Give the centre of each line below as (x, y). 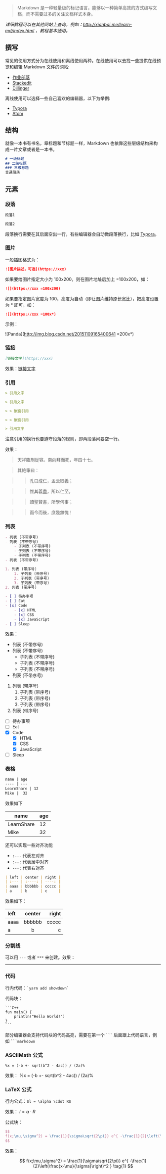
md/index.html (20, 31)
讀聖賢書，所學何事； (51, 502)
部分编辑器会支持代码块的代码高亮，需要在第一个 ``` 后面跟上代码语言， (79, 1035)
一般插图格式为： (22, 260)
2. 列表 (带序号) (21, 587)
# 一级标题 (15, 159)
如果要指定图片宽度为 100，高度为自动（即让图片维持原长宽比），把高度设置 (82, 298)
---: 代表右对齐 (28, 868)
